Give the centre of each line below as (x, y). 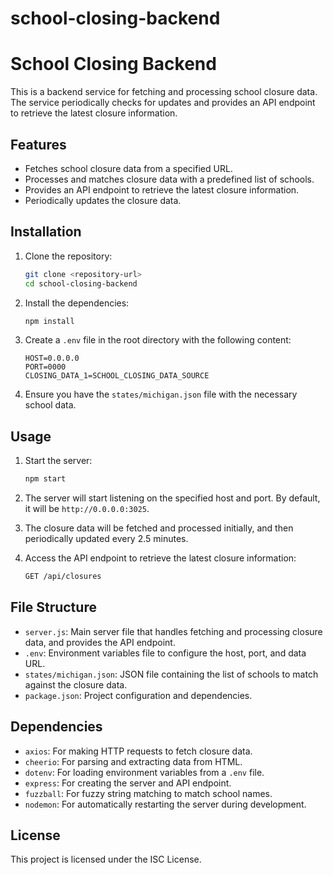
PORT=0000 (45, 367)
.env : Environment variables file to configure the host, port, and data (165, 653)
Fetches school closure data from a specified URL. (128, 168)
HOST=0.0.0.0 (52, 358)
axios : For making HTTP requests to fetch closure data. (138, 751)
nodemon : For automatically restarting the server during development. (165, 804)
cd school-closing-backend (81, 283)
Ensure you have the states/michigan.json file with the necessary (161, 394)
